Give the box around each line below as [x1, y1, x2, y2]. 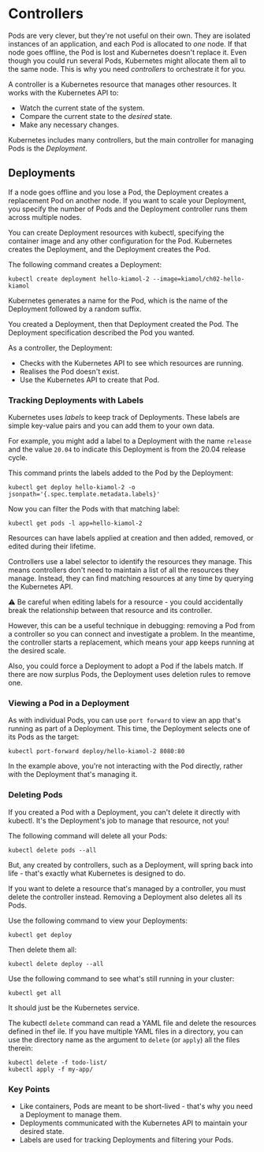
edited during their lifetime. [8, 541, 96, 552]
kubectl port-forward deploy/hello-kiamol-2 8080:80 [8, 748, 185, 756]
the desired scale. [8, 646, 67, 656]
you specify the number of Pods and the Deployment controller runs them [8, 204, 248, 214]
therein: [8, 1043, 33, 1053]
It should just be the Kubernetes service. [8, 1002, 140, 1013]
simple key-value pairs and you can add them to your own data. [8, 421, 215, 430]
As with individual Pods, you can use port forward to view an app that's [8, 715, 242, 725]
